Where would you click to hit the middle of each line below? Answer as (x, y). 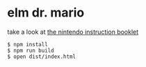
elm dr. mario (46, 13)
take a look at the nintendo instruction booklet (73, 32)
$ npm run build (31, 50)
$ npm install (28, 44)
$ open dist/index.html (42, 57)
